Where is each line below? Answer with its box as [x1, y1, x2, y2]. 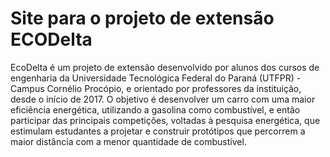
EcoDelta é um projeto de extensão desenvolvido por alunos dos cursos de [10, 61, 320, 73]
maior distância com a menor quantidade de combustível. [10, 135, 247, 147]
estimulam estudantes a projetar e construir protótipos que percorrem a [10, 125, 306, 137]
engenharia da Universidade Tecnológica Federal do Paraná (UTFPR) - [10, 72, 302, 84]
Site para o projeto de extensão [10, 7, 275, 30]
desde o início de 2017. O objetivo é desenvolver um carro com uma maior [10, 93, 316, 105]
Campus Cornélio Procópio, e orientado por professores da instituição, [10, 82, 302, 94]
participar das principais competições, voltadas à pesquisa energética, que [10, 114, 321, 126]
